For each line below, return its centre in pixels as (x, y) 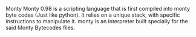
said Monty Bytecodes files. (40, 27)
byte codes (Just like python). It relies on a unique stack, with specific (93, 15)
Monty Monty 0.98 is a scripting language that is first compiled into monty (98, 9)
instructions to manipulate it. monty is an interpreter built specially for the (97, 21)
